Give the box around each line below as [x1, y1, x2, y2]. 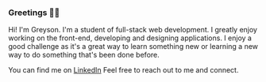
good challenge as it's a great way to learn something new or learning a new [8, 42, 259, 51]
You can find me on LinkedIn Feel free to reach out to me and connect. [8, 65, 239, 75]
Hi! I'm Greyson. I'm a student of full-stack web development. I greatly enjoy [8, 25, 258, 35]
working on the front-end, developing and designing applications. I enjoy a [8, 33, 253, 43]
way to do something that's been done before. [8, 50, 160, 60]
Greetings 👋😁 [8, 7, 60, 18]
